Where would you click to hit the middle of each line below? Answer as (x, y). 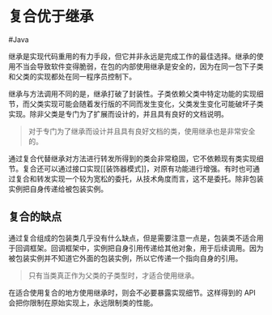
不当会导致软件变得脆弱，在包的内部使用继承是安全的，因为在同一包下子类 (139, 66)
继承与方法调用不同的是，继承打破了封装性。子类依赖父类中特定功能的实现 (132, 93)
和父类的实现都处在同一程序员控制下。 (72, 76)
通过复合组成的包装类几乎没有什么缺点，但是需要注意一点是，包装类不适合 (132, 238)
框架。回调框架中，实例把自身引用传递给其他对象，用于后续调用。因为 (147, 248)
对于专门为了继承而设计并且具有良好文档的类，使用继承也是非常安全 (142, 131)
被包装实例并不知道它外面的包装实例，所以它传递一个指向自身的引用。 (125, 258)
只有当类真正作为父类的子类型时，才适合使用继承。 (113, 275)
